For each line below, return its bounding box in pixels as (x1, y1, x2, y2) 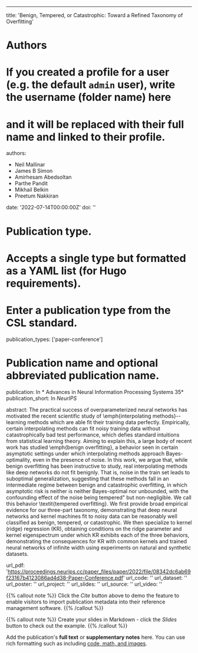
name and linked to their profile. (6, 130, 166, 143)
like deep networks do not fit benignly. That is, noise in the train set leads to (6, 468, 190, 475)
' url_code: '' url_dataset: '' (123, 574, 187, 581)
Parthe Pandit (14, 180, 48, 187)
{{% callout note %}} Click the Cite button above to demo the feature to (6, 592, 180, 599)
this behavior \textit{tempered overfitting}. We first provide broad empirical (6, 500, 188, 507)
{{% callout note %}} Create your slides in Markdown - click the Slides (6, 616, 177, 623)
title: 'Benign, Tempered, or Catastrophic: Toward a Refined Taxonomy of (6, 12, 183, 18)
